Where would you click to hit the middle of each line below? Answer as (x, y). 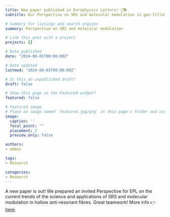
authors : (14, 144)
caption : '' (23, 121)
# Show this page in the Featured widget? (51, 93)
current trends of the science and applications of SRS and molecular (76, 197)
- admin (13, 149)
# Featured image (24, 107)
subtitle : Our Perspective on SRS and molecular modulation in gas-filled (86, 15)
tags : (11, 158)
